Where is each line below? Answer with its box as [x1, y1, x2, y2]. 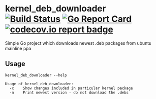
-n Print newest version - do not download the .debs [9, 90, 129, 95]
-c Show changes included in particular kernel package [9, 86, 133, 91]
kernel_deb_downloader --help [5, 72, 67, 78]
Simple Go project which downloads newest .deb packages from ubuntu [5, 40, 152, 46]
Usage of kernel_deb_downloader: [5, 81, 74, 86]
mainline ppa [5, 45, 31, 51]
